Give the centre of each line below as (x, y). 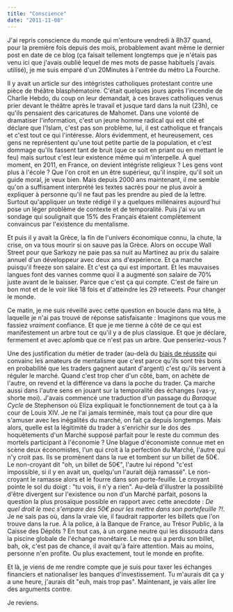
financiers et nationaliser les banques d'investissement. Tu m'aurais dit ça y (116, 574)
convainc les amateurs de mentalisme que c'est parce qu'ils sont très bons (114, 360)
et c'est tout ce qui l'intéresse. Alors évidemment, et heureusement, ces (110, 135)
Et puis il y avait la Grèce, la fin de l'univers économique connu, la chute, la (114, 237)
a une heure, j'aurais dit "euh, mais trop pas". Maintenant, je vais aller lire (112, 581)
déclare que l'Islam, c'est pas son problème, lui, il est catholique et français (115, 128)
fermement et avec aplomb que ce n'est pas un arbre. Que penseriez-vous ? (117, 339)
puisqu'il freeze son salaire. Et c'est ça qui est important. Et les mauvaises (113, 267)
